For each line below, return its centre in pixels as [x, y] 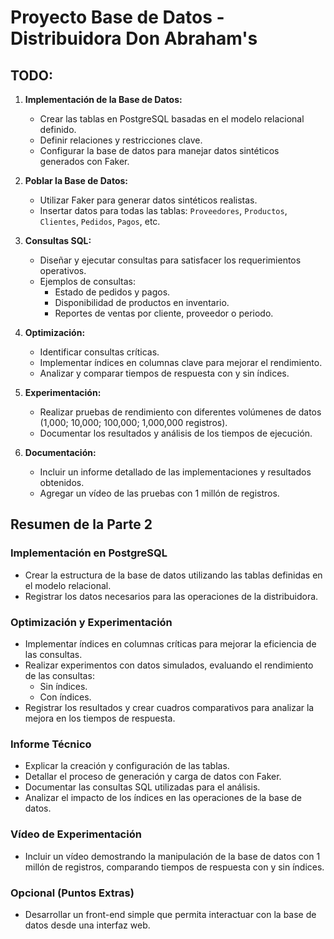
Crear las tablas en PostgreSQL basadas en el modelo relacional [172, 119]
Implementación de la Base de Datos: [103, 99]
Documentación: [60, 452]
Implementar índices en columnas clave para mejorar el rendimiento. [181, 362]
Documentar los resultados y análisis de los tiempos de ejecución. [176, 433]
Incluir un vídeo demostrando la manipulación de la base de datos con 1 [172, 856]
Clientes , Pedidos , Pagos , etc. [100, 221]
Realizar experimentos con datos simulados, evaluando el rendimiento [169, 665]
